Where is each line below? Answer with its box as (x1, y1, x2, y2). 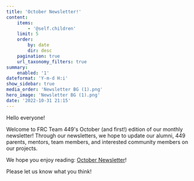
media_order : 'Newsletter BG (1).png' (6, 87, 103, 93)
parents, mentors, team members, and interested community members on (6, 138, 189, 145)
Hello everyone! (6, 114, 46, 121)
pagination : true (17, 53, 60, 59)
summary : (6, 64, 28, 70)
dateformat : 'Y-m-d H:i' (6, 75, 68, 81)
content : (6, 14, 28, 20)
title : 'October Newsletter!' (6, 8, 82, 15)
